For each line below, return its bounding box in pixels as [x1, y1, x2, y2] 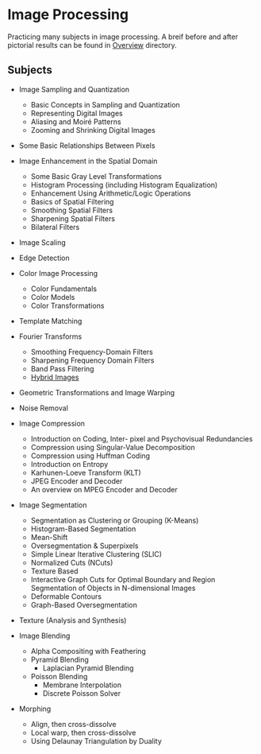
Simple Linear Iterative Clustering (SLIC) [30, 549, 163, 558]
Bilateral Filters [30, 222, 80, 231]
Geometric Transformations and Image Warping [18, 387, 175, 397]
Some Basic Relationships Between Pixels [18, 141, 155, 150]
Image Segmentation [18, 499, 87, 510]
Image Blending [18, 631, 71, 640]
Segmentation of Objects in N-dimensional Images [30, 583, 196, 593]
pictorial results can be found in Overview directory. [7, 40, 178, 49]
